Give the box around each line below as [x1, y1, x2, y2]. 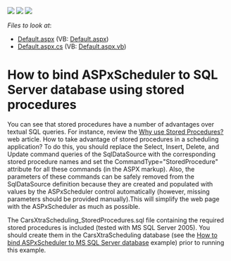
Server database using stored [7, 82, 185, 98]
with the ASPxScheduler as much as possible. [7, 202, 141, 210]
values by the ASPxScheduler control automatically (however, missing [7, 187, 210, 196]
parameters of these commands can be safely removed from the [7, 172, 195, 181]
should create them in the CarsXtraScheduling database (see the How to [7, 231, 218, 239]
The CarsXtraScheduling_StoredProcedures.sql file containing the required [7, 215, 224, 224]
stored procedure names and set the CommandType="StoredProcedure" [7, 157, 218, 165]
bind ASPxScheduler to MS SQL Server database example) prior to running [7, 238, 225, 246]
